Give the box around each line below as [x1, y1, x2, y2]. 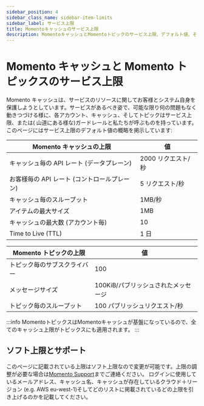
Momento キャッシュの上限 [32, 142, 111, 151]
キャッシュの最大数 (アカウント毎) [9, 219, 107, 227]
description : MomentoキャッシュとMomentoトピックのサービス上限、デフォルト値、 [6, 32, 193, 38]
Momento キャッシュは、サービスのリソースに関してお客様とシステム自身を [6, 96, 196, 103]
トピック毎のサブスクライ [9, 261, 83, 269]
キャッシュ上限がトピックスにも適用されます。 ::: [16, 326, 140, 334]
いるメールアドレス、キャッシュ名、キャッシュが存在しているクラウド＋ [6, 378, 187, 385]
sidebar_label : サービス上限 [6, 20, 75, 26]
